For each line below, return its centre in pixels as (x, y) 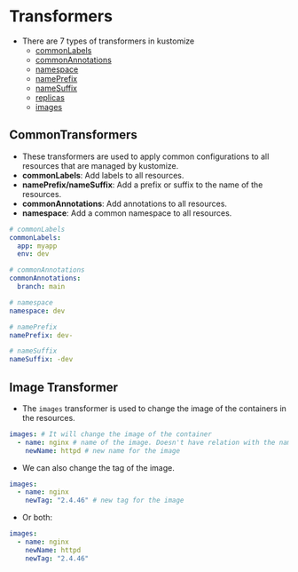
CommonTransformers (73, 135)
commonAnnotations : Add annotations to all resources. (125, 203)
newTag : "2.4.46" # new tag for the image (105, 500)
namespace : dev (37, 311)
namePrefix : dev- (41, 335)
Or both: (37, 518)
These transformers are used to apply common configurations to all (145, 156)
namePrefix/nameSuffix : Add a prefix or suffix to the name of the (142, 185)
